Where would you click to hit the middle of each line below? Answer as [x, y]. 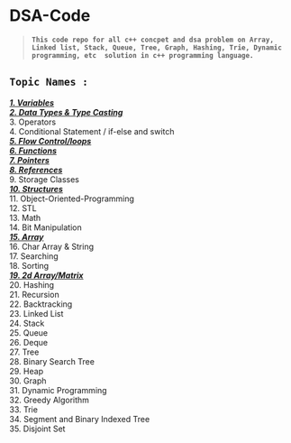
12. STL [23, 208]
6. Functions [33, 151]
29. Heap [26, 371]
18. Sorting [29, 265]
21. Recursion [35, 294]
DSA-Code [50, 16]
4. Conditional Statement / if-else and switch [92, 131]
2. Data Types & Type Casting [66, 112]
